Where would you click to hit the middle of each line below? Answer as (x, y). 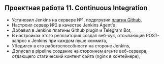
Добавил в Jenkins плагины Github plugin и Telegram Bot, (72, 30)
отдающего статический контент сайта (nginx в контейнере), (76, 56)
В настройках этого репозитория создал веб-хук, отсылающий (78, 35)
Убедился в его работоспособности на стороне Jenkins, (71, 45)
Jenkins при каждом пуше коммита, (69, 41)
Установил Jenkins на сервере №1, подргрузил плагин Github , (77, 20)
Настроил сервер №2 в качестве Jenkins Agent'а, (64, 25)
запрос (19, 41)
